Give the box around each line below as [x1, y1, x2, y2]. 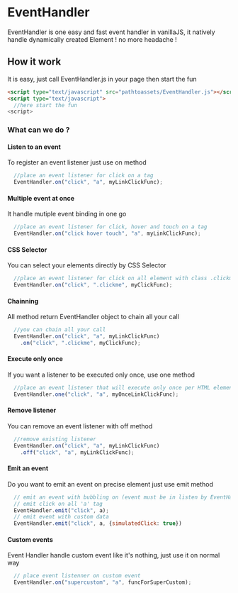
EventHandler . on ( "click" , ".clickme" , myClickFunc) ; [13, 282, 173, 289]
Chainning [7, 296, 39, 305]
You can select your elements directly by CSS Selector [7, 261, 166, 270]
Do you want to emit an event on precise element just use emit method [7, 480, 214, 488]
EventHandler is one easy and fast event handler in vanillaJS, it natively [7, 28, 215, 36]
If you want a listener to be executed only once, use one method [7, 370, 195, 379]
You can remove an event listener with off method [7, 422, 153, 431]
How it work [7, 56, 62, 68]
